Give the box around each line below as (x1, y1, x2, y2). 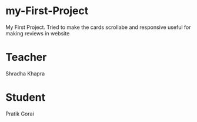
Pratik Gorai (5, 110, 35, 117)
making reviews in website (5, 29, 70, 37)
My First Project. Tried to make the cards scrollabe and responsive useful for (5, 24, 191, 31)
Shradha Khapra (5, 70, 45, 77)
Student (5, 91, 46, 104)
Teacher (5, 51, 47, 64)
